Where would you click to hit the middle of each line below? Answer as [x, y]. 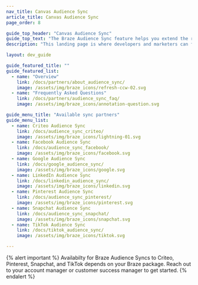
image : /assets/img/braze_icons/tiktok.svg [71, 236]
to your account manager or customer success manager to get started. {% [97, 270]
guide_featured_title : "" [38, 66]
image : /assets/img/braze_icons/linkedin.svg [74, 186]
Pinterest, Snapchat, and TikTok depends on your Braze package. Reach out [99, 264]
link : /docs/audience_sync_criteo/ [60, 131]
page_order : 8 [24, 22]
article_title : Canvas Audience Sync [52, 17]
